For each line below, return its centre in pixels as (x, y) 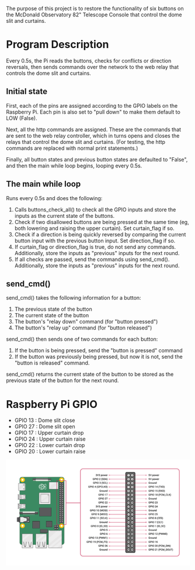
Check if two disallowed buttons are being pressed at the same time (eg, (102, 222)
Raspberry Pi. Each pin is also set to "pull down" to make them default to (93, 112)
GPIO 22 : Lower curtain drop (50, 445)
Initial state (27, 92)
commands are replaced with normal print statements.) (72, 148)
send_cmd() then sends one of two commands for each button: (82, 339)
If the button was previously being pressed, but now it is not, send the (98, 357)
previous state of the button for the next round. (62, 380)
